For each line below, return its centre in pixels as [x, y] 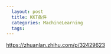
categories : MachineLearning [47, 23]
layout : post [27, 12]
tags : [18, 28]
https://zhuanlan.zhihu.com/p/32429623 [56, 45]
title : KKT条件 [29, 17]
